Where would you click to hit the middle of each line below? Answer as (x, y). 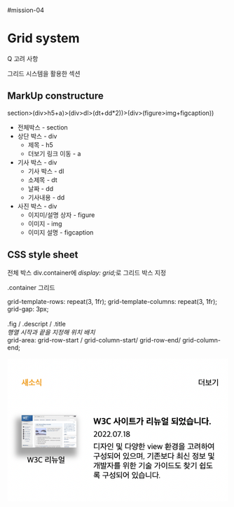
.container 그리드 (31, 287)
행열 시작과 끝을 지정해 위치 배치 (51, 332)
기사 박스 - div (37, 162)
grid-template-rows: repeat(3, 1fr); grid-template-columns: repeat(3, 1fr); (112, 301)
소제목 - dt (42, 180)
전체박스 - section (42, 127)
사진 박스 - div (37, 206)
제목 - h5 (41, 145)
